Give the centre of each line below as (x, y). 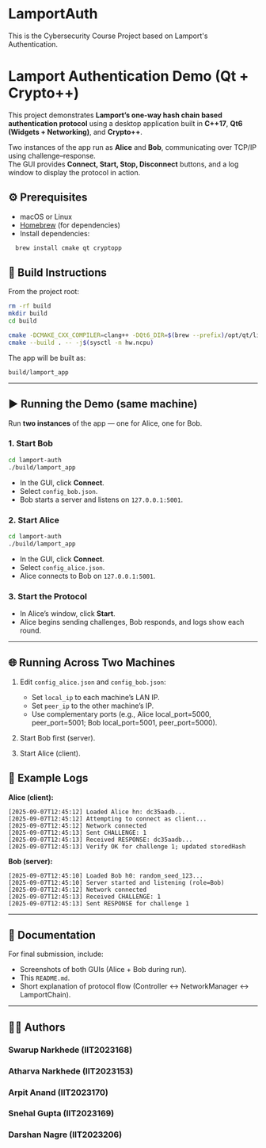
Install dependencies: (55, 233)
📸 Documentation (52, 935)
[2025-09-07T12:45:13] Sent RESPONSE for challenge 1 (99, 903)
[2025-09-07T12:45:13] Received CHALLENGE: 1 (84, 897)
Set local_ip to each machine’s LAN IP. (95, 697)
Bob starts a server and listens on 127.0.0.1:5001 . (101, 499)
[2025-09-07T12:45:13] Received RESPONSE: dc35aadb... (101, 840)
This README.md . (45, 978)
